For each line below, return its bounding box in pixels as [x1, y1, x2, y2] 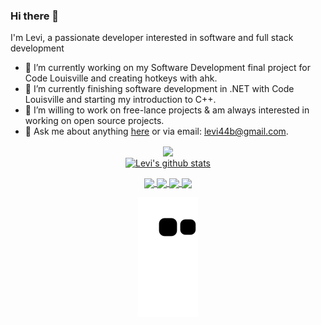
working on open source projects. [24, 115, 165, 127]
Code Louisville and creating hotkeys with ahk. [24, 72, 218, 84]
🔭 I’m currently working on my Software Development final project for [24, 62, 311, 74]
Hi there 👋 [10, 9, 60, 23]
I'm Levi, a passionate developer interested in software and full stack [10, 32, 294, 44]
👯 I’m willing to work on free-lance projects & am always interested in [24, 104, 310, 116]
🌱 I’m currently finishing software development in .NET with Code [24, 83, 295, 95]
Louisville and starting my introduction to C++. [24, 94, 217, 106]
